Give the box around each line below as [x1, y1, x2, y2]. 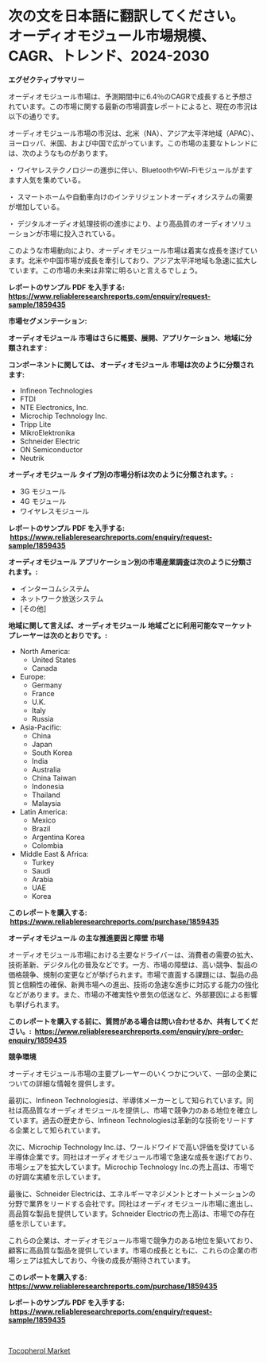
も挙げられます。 [8, 999, 64, 1009]
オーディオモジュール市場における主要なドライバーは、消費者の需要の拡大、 [8, 950, 258, 959]
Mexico [31, 815, 56, 825]
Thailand [31, 790, 61, 800]
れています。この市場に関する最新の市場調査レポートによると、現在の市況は [8, 101, 258, 111]
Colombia [31, 840, 64, 850]
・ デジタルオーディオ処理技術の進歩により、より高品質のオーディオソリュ [8, 219, 253, 228]
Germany [31, 680, 62, 690]
